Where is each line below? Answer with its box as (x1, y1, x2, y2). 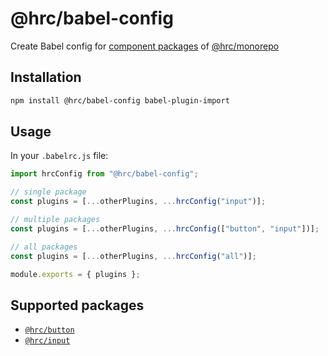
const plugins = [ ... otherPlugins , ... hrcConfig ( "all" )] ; (10, 251, 257, 261)
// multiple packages (10, 215, 101, 225)
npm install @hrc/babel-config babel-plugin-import (10, 95, 230, 106)
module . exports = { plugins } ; (10, 269, 141, 279)
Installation (10, 69, 82, 86)
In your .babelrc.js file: (10, 150, 109, 162)
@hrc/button (24, 325, 75, 336)
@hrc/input (24, 336, 71, 346)
